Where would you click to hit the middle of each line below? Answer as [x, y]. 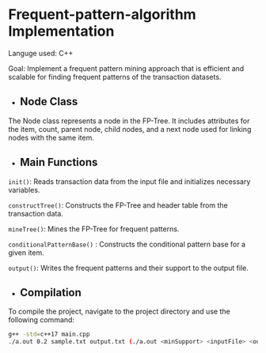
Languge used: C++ [41, 53]
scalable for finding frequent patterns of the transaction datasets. [115, 77]
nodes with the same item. [51, 137]
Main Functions [59, 162]
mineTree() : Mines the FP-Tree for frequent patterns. [94, 229]
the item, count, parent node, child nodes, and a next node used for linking [130, 129]
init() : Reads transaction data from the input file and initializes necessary [129, 181]
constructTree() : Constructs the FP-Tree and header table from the [118, 205]
